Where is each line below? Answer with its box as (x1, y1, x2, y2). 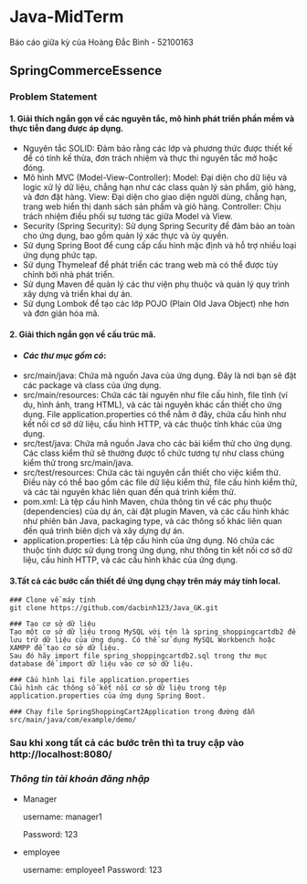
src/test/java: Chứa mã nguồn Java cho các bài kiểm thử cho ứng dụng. (22, 438, 292, 449)
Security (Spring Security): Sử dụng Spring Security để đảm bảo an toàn (22, 221, 295, 232)
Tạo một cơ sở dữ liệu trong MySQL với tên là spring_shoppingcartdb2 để (9, 627, 297, 637)
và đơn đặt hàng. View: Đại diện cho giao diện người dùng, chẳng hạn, (22, 192, 288, 203)
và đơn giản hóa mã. (22, 308, 101, 319)
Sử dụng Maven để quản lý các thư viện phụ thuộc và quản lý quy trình (22, 279, 291, 289)
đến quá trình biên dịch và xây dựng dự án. (22, 525, 185, 536)
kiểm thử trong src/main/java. (22, 458, 134, 468)
